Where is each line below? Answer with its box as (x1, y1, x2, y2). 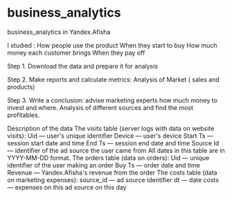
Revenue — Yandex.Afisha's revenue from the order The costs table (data (7, 168, 217, 177)
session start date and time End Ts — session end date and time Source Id (7, 138, 220, 147)
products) (7, 82, 35, 91)
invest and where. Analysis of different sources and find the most (7, 103, 194, 111)
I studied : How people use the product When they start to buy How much (7, 41, 217, 49)
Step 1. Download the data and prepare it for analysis (7, 62, 158, 70)
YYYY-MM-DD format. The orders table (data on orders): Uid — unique (7, 154, 210, 162)
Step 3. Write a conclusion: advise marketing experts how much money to (7, 96, 218, 105)
